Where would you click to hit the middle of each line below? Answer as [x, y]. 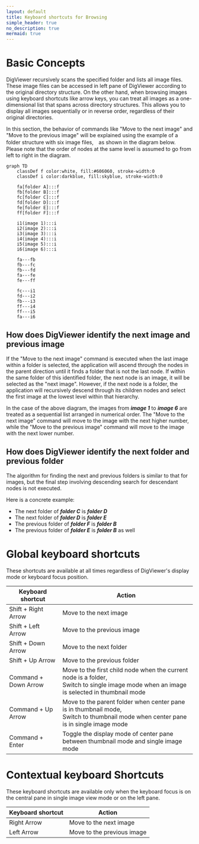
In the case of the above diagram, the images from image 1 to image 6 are [97, 408]
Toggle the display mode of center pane [118, 734]
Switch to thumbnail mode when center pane [125, 716]
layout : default [26, 12]
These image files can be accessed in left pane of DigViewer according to [96, 86]
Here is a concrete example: [41, 500]
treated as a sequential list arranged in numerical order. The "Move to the [96, 414]
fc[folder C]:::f [38, 197]
